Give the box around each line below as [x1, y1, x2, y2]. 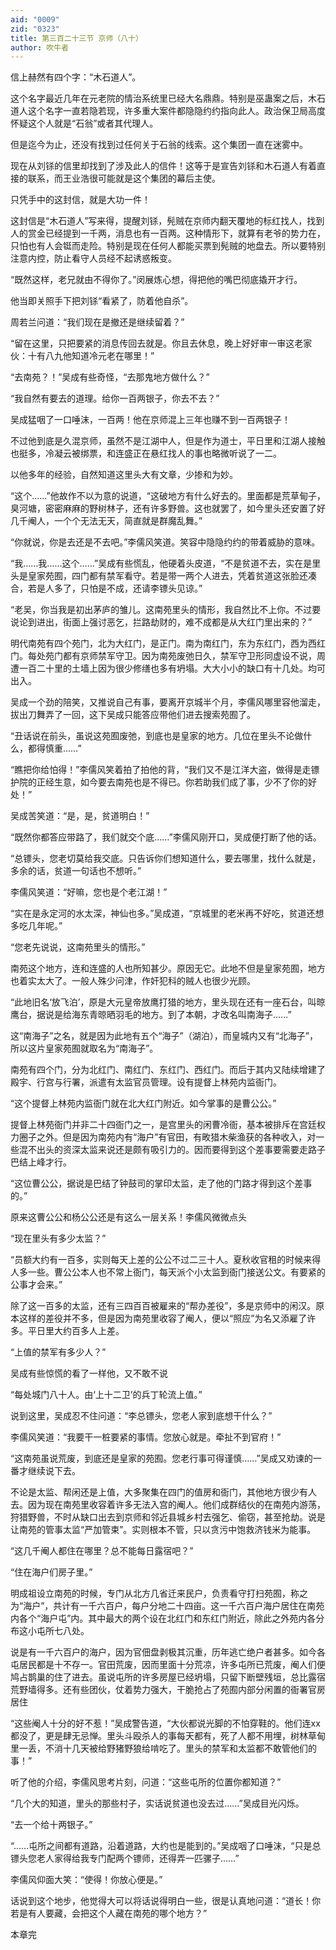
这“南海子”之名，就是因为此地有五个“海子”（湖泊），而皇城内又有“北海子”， [10, 1030, 318, 1042]
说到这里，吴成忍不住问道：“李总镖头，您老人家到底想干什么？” [10, 1410, 273, 1422]
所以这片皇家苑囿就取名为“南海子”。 [10, 1042, 159, 1055]
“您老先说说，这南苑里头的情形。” [10, 941, 146, 953]
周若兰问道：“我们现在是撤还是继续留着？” [10, 316, 185, 328]
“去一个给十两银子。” [10, 1819, 93, 1831]
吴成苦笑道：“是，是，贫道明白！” [10, 810, 150, 822]
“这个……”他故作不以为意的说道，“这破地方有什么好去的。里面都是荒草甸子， [10, 490, 326, 502]
